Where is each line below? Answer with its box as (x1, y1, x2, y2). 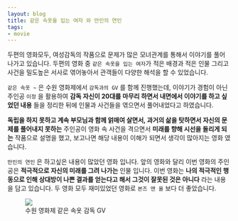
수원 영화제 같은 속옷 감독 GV (25, 206, 107, 215)
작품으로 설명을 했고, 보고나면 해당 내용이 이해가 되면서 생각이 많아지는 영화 (14, 134, 224, 142)
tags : (7, 23, 23, 30)
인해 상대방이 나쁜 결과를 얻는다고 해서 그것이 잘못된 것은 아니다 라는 (26, 175, 213, 184)
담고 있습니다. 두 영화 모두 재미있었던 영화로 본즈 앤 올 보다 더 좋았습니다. (14, 184, 217, 193)
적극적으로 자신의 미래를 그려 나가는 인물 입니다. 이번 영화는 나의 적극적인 (20, 166, 222, 175)
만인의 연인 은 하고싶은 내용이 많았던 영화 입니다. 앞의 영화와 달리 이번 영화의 (7, 157, 217, 166)
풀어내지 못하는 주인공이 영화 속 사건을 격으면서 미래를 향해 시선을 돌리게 (20, 125, 220, 133)
